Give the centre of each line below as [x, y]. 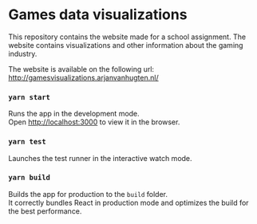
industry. [23, 53]
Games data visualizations [98, 15]
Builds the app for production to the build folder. [88, 194]
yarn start [29, 97]
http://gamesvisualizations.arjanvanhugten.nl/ [83, 77]
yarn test [27, 142]
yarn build [29, 178]
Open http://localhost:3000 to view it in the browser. [94, 122]
